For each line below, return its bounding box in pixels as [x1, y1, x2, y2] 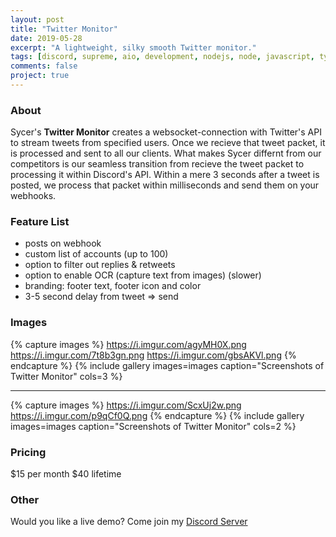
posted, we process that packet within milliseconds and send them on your [10, 179, 320, 191]
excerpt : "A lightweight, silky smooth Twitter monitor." [10, 42, 257, 53]
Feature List [10, 215, 70, 229]
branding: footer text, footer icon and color [24, 280, 202, 292]
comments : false [10, 61, 78, 71]
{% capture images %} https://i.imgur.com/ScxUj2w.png [10, 399, 242, 411]
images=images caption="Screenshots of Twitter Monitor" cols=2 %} [10, 420, 297, 432]
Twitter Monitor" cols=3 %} [10, 370, 123, 382]
